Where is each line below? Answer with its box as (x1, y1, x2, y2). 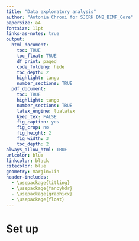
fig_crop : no (17, 125, 49, 131)
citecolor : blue (6, 163, 46, 169)
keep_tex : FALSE (17, 113, 57, 119)
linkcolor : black (6, 158, 49, 164)
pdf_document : (11, 86, 46, 92)
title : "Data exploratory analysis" (6, 8, 96, 15)
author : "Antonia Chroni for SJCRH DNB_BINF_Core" (6, 14, 134, 20)
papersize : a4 (6, 20, 41, 26)
